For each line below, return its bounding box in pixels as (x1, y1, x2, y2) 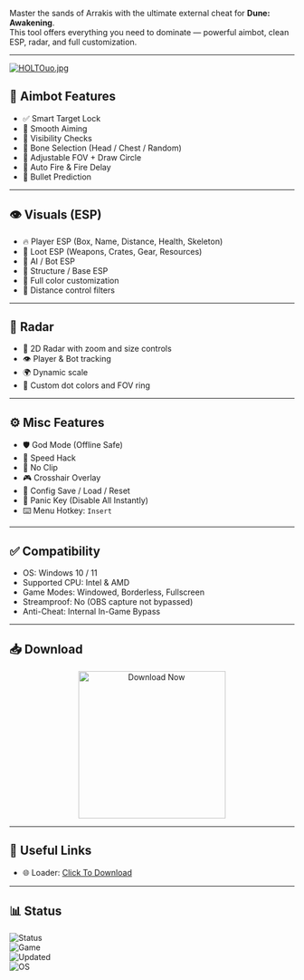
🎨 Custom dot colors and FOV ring (22, 380, 151, 391)
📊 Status (9, 904, 62, 919)
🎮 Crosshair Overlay (22, 472, 101, 483)
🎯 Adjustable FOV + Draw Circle (22, 151, 142, 162)
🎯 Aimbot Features (9, 89, 116, 104)
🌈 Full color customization (22, 275, 119, 286)
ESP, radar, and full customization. (9, 36, 138, 47)
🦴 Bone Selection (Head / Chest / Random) (22, 142, 183, 153)
